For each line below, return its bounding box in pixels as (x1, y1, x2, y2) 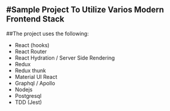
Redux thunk (14, 67, 47, 74)
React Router (14, 48, 47, 55)
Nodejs (14, 86, 33, 93)
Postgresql (14, 92, 42, 99)
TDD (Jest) (14, 98, 42, 106)
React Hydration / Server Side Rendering (14, 54, 115, 61)
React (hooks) (14, 41, 50, 48)
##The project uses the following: (6, 30, 89, 37)
